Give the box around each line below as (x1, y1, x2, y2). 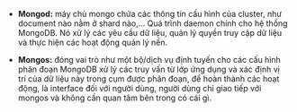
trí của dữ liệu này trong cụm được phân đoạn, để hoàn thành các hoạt (17, 73, 280, 84)
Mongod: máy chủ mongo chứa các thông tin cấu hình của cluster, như (17, 9, 282, 19)
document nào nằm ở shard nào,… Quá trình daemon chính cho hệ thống (17, 18, 288, 29)
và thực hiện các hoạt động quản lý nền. (17, 37, 168, 47)
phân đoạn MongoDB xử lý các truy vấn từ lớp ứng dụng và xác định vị (17, 64, 281, 74)
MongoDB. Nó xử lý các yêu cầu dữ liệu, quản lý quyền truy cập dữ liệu (17, 28, 283, 38)
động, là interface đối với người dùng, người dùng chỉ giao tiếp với (17, 83, 262, 93)
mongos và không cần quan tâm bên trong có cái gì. (17, 92, 212, 103)
